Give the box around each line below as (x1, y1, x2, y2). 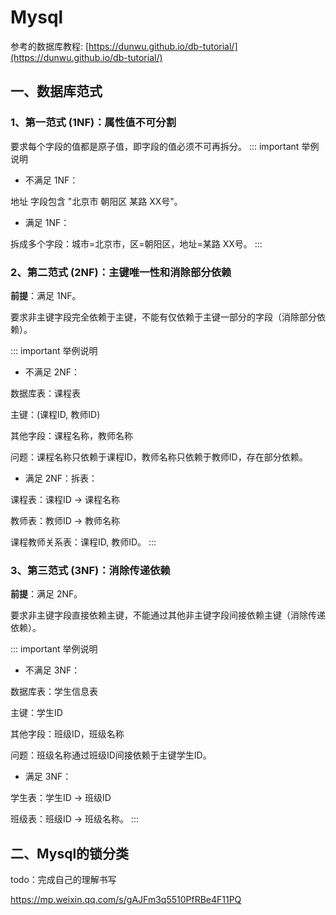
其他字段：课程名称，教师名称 (10, 429, 133, 441)
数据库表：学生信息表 (10, 686, 98, 698)
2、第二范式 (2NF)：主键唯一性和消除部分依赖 (10, 265, 232, 279)
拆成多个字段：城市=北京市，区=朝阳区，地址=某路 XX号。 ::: (10, 237, 263, 250)
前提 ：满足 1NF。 (10, 289, 82, 301)
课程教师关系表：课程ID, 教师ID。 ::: (10, 536, 157, 548)
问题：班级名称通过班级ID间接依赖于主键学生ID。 (10, 749, 212, 761)
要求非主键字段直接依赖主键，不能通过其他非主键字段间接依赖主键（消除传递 (10, 609, 326, 621)
